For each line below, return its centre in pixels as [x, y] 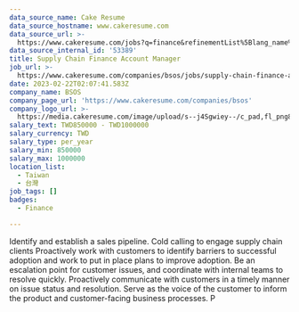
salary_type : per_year [51, 142]
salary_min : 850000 [45, 150]
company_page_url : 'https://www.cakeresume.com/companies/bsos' [131, 100]
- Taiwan [33, 175]
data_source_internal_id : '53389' [73, 51]
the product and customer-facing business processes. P [113, 298]
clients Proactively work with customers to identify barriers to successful [143, 250]
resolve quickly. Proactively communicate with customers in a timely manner [149, 279]
